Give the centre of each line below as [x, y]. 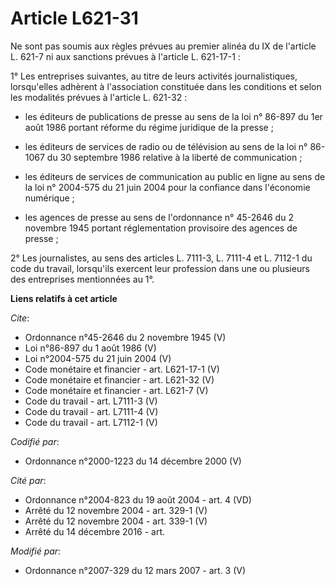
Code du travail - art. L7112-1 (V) [91, 422]
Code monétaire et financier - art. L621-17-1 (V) [122, 369]
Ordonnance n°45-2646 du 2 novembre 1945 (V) [125, 337]
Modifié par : [36, 551]
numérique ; [49, 198]
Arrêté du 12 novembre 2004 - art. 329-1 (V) [116, 510]
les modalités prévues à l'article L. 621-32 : [99, 97]
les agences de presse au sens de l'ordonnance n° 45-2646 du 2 [159, 217]
